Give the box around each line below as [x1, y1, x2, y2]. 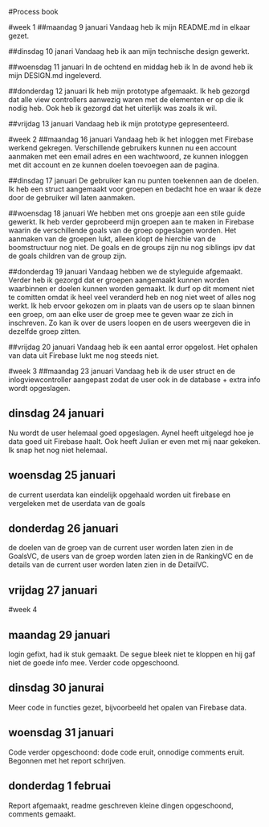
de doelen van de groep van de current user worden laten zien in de [8, 543, 234, 553]
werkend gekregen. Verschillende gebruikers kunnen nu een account [8, 143, 237, 152]
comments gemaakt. [8, 808, 76, 819]
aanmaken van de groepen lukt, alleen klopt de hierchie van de [8, 234, 217, 244]
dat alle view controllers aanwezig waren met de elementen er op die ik [8, 95, 244, 104]
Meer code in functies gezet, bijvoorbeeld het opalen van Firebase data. [8, 702, 247, 712]
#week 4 [8, 605, 38, 615]
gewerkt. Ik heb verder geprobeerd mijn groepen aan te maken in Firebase [8, 217, 255, 226]
